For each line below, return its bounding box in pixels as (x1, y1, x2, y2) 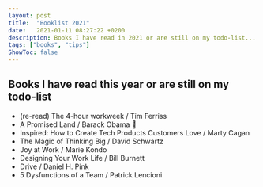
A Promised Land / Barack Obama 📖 (19, 120, 137, 129)
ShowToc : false (8, 48, 58, 56)
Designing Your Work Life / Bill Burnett (19, 153, 145, 162)
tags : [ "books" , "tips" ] (8, 41, 90, 49)
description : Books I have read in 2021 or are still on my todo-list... (8, 33, 257, 42)
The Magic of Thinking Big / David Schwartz (19, 136, 163, 146)
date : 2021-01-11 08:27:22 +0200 (8, 26, 126, 34)
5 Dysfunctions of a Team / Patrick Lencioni (19, 170, 163, 179)
